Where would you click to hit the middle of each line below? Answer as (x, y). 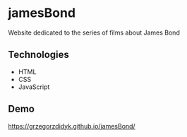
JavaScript (34, 87)
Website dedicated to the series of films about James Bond (94, 32)
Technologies (39, 55)
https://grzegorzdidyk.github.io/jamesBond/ (72, 126)
